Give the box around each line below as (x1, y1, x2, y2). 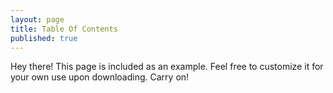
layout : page (10, 14, 65, 25)
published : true (10, 33, 78, 43)
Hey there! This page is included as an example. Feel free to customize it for (10, 61, 324, 73)
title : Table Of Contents (10, 24, 118, 34)
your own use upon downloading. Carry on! (10, 71, 190, 83)
